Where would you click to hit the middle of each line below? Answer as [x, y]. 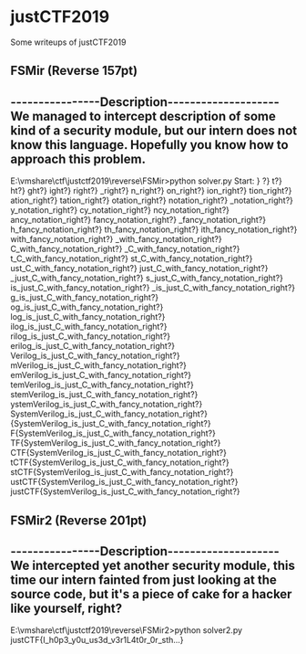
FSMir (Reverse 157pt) [74, 71]
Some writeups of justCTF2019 [68, 42]
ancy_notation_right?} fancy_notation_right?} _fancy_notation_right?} [138, 220]
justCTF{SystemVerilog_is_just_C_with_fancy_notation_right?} [125, 491]
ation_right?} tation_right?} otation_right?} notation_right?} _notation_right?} [152, 200]
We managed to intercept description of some [143, 116]
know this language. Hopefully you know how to [150, 145]
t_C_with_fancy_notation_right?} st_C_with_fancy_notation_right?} [132, 258]
